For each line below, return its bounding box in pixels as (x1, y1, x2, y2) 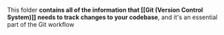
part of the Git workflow (7, 21, 75, 28)
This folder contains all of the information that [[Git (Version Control (7, 6, 203, 14)
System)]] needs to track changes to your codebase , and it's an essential (7, 13, 218, 21)
